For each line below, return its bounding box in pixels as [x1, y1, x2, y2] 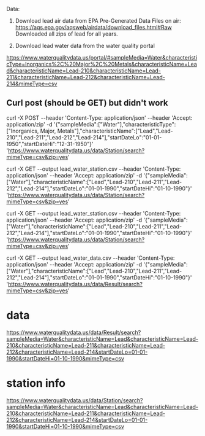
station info [6, 376, 66, 390]
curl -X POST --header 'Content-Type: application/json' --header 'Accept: [6, 114, 193, 122]
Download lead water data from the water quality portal [15, 42, 155, 49]
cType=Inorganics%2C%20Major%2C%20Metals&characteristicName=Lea [6, 61, 198, 68]
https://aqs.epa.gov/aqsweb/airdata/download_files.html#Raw [15, 24, 173, 31]
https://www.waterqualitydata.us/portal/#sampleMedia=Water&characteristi [6, 54, 198, 61]
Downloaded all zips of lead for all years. [15, 30, 118, 37]
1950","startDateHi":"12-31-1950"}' [6, 140, 94, 147]
